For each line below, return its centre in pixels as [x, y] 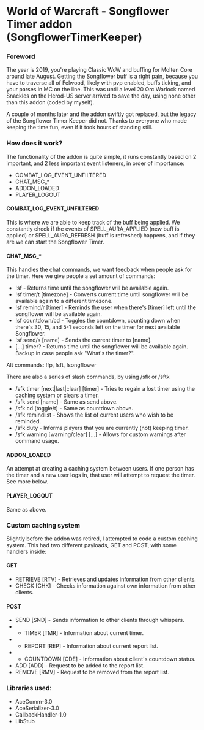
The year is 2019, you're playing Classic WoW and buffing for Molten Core [99, 70]
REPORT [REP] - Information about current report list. [91, 646]
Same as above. [27, 509]
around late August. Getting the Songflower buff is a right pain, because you [102, 76]
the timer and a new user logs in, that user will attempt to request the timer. [101, 475]
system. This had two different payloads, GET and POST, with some [92, 545]
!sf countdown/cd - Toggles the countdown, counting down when [98, 321]
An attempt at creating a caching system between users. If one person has [100, 469]
